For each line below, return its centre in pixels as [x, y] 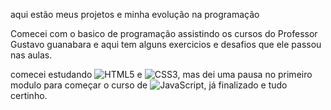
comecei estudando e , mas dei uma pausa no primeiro [161, 74]
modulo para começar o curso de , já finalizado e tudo [149, 85]
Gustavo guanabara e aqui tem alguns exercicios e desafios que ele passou [166, 44]
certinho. [29, 95]
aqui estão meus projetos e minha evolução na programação [135, 14]
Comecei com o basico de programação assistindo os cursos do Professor [164, 33]
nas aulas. [31, 55]
